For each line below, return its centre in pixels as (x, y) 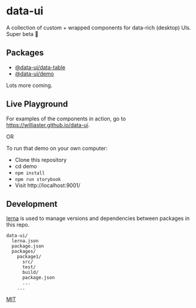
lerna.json (25, 241)
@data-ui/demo (34, 74)
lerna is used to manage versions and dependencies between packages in (98, 218)
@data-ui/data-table (40, 67)
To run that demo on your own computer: (57, 148)
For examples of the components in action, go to (66, 119)
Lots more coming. (29, 85)
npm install (30, 173)
